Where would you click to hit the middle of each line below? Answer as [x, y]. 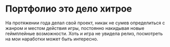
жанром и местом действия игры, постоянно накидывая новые [75, 28]
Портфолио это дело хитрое [69, 9]
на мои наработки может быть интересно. [52, 39]
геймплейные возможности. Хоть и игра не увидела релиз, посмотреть [84, 33]
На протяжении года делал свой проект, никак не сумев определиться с [85, 23]
